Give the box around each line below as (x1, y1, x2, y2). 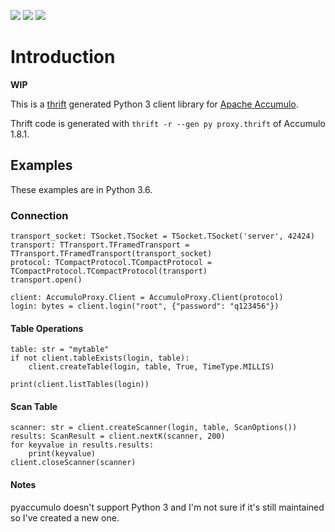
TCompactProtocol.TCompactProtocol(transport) (10, 266, 208, 277)
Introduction (10, 46, 116, 69)
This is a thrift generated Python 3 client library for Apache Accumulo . (10, 98, 299, 110)
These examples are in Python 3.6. (10, 183, 153, 195)
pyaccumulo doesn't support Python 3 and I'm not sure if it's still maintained (10, 501, 325, 513)
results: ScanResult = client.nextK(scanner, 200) (10, 431, 226, 442)
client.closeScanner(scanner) (10, 458, 137, 468)
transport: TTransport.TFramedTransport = (10, 240, 190, 250)
